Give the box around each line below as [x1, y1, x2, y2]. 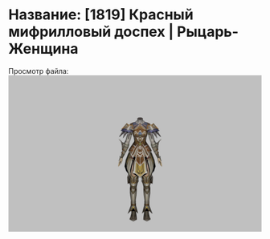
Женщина [8, 40, 79, 58]
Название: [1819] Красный [8, 6, 194, 24]
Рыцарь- [176, 22, 239, 41]
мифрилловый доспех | [8, 22, 174, 41]
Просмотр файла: [8, 66, 69, 75]
